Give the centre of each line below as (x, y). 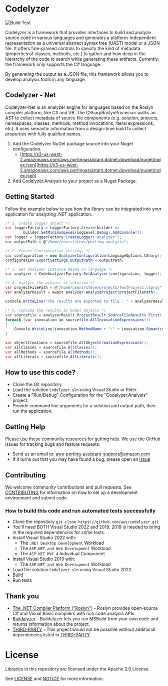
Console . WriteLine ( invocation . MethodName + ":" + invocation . (80, 329)
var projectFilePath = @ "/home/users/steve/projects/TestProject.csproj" (84, 288)
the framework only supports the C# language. (53, 64)
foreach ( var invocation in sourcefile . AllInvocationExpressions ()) (78, 320)
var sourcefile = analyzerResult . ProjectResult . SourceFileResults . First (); (86, 315)
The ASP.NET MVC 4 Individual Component (62, 554)
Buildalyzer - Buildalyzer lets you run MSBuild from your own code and (85, 619)
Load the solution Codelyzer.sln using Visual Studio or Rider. (75, 390)
